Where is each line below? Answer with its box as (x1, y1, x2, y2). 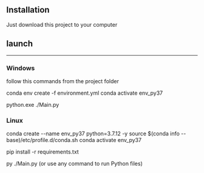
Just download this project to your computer (6, 21, 118, 28)
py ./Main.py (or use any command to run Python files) (6, 160, 143, 168)
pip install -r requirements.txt (6, 148, 79, 155)
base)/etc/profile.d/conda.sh (6, 137, 78, 144)
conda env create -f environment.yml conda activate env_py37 (6, 89, 163, 97)
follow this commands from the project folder (6, 77, 120, 84)
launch (6, 39, 33, 49)
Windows (6, 64, 35, 72)
